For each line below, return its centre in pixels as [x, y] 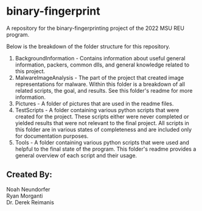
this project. [30, 71]
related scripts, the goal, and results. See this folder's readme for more [104, 90]
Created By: [30, 175]
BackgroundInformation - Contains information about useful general [100, 58]
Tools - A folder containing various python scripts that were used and [102, 142]
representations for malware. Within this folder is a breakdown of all [100, 84]
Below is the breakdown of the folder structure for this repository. [88, 46]
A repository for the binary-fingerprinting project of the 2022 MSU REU [95, 28]
